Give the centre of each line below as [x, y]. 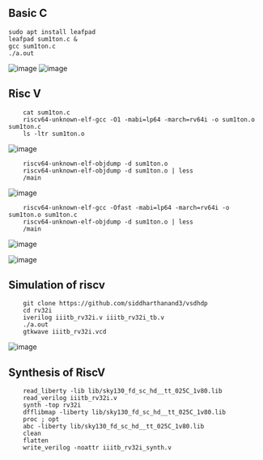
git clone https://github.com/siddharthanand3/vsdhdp [115, 304]
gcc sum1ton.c [32, 46]
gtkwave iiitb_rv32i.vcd [65, 332]
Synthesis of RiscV [57, 372]
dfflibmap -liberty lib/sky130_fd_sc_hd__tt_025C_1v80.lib [125, 412]
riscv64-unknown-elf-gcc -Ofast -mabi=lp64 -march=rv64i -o [126, 207]
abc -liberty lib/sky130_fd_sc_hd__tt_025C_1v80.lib [114, 427]
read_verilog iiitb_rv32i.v [70, 398]
